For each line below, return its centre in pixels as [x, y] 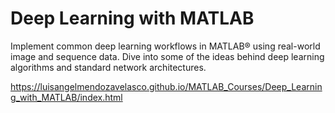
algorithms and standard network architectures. [108, 67]
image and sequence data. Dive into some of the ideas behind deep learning [167, 56]
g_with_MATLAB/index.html [66, 97]
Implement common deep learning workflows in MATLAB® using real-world [165, 46]
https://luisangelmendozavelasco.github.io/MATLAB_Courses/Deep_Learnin [166, 86]
